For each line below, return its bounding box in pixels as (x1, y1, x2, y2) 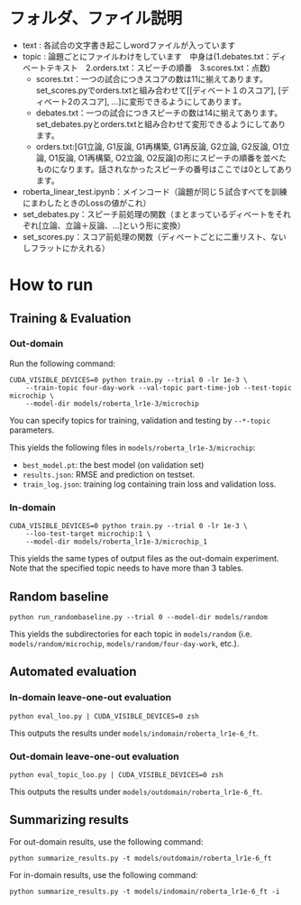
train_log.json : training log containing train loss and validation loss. (22, 479, 277, 489)
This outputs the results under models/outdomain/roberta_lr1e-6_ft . (9, 786, 263, 797)
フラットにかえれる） (30, 242, 110, 253)
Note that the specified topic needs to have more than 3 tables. (9, 562, 244, 573)
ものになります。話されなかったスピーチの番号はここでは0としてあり (35, 163, 293, 174)
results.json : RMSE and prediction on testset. (22, 469, 196, 480)
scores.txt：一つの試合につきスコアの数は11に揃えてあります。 (35, 73, 268, 84)
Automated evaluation (9, 664, 137, 680)
